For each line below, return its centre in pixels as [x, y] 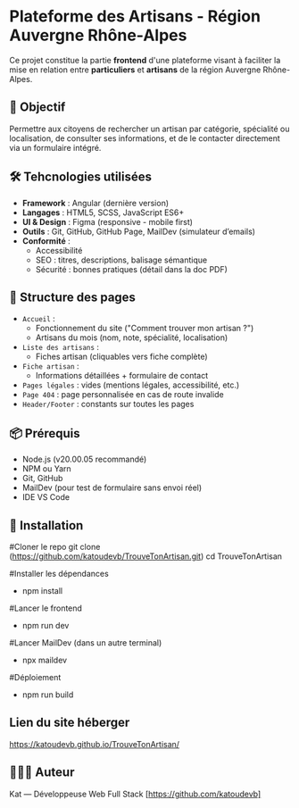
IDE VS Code [46, 497]
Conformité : [46, 241]
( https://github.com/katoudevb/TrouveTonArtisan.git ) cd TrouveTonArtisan [146, 556]
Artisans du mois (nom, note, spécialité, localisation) [132, 337]
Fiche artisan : [50, 366]
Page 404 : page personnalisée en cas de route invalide [123, 395]
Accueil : [38, 319]
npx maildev [45, 660]
